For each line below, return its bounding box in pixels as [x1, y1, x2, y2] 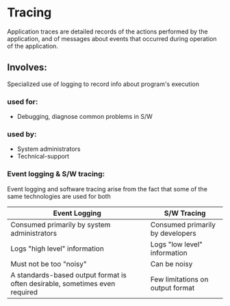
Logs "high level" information [10, 244, 104, 253]
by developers [150, 228, 196, 238]
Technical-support [16, 152, 70, 161]
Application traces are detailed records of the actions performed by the [7, 27, 208, 36]
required [10, 287, 38, 296]
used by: [7, 129, 37, 139]
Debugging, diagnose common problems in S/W [16, 113, 153, 121]
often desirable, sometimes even [10, 279, 116, 288]
